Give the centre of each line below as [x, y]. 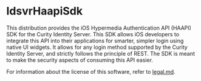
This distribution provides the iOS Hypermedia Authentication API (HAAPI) [99, 28]
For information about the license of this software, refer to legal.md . [91, 71]
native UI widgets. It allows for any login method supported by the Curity [97, 47]
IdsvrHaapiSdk [45, 11]
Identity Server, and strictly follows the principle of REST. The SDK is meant [101, 53]
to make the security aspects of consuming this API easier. [80, 60]
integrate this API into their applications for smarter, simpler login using [95, 40]
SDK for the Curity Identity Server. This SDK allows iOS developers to [93, 34]
